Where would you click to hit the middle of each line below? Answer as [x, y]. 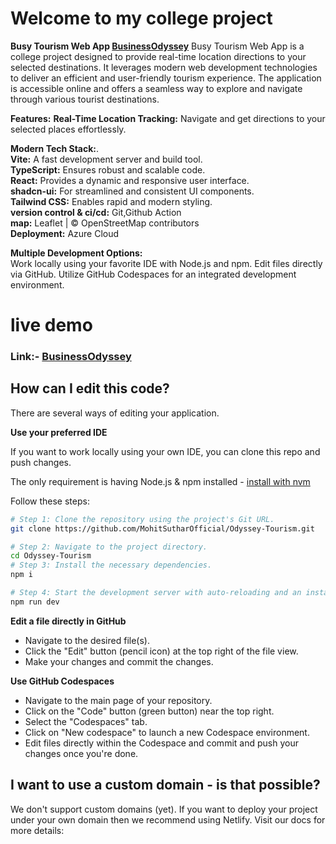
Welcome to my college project [141, 18]
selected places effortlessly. [68, 129]
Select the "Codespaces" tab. [86, 721]
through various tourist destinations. [85, 99]
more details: [37, 830]
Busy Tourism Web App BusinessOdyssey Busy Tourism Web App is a [157, 46]
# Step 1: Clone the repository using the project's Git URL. [142, 519]
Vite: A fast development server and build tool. [106, 159]
